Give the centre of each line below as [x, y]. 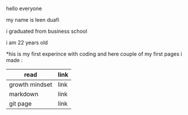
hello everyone [24, 9]
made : [14, 60]
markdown [24, 94]
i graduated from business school [47, 31]
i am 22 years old [27, 43]
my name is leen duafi [33, 20]
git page [21, 104]
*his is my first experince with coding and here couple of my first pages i [94, 54]
